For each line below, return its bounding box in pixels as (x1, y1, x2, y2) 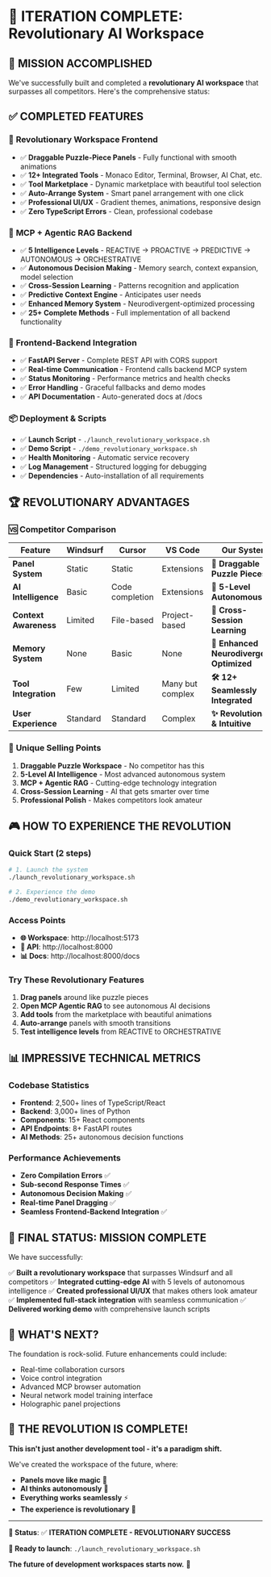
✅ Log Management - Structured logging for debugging (19, 462, 207, 471)
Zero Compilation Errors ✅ (19, 1170, 111, 1181)
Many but (161, 678, 198, 689)
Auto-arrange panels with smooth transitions (19, 1019, 171, 1028)
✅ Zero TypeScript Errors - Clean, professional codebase (19, 206, 214, 216)
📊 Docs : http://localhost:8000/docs (19, 952, 140, 961)
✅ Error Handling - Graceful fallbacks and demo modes (19, 383, 206, 392)
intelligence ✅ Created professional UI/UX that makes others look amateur (8, 1286, 258, 1296)
